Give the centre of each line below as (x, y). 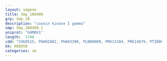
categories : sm (21, 51)
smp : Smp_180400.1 (24, 28)
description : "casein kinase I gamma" (45, 23)
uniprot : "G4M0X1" (24, 32)
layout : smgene (21, 10)
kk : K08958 (16, 46)
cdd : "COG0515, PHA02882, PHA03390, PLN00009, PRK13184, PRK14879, (77, 42)
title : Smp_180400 (24, 14)
